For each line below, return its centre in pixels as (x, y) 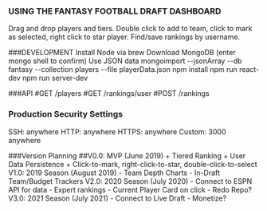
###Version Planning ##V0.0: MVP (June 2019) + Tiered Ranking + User (127, 155)
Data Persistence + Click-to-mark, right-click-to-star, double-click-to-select (133, 164)
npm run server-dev (55, 78)
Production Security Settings (66, 114)
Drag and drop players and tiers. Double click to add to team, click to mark (130, 29)
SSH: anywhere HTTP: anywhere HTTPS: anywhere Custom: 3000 (117, 131)
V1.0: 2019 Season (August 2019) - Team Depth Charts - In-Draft (114, 173)
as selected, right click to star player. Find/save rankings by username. (124, 37)
